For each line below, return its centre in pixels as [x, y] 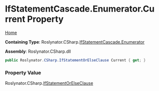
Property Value [23, 73]
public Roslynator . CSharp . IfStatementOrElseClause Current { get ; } [75, 60]
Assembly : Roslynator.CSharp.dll [38, 51]
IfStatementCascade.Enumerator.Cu [80, 9]
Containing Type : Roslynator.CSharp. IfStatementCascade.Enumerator [75, 42]
